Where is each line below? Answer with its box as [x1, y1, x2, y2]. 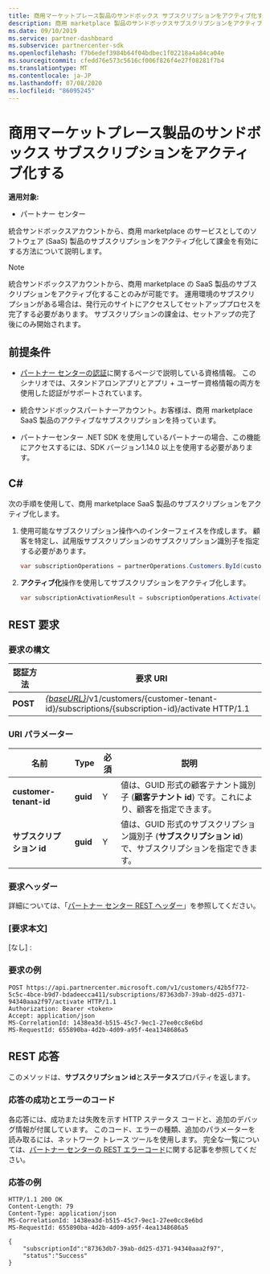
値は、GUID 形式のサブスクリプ [120, 818, 239, 830]
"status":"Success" [22, 1251, 88, 1260]
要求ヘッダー [8, 880, 59, 892]
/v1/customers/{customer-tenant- [85, 693, 219, 704]
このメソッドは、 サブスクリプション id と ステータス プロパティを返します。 [8, 1072, 255, 1082]
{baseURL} [45, 693, 87, 704]
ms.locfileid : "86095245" [8, 86, 95, 95]
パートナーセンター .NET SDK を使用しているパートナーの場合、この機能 [19, 432, 261, 443]
